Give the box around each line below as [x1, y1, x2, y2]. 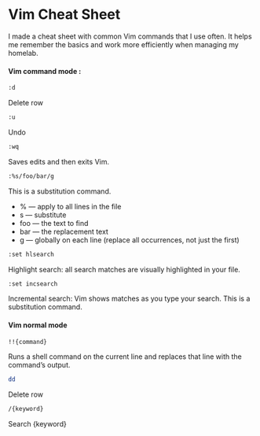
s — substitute [19, 210, 67, 220]
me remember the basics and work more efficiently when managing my [8, 39, 240, 49]
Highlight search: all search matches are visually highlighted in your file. [8, 264, 241, 274]
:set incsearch [8, 279, 58, 288]
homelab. [8, 48, 38, 57]
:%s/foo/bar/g [8, 172, 55, 180]
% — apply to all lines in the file [19, 201, 122, 211]
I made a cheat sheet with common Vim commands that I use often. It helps [8, 31, 253, 41]
